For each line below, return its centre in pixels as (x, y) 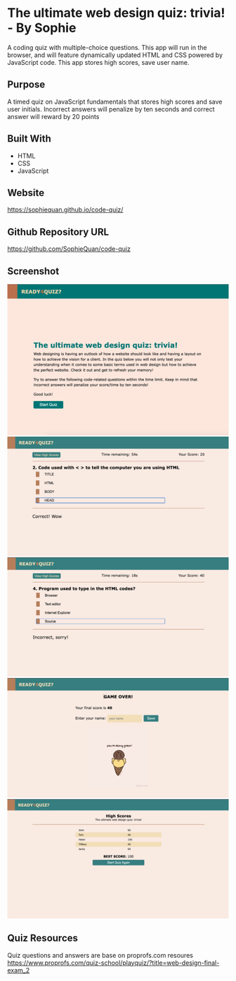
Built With (29, 139)
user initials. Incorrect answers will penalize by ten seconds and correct (111, 109)
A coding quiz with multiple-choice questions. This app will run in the (107, 47)
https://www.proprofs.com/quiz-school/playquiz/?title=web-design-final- (113, 963)
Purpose (26, 85)
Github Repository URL (58, 232)
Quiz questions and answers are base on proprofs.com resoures (100, 955)
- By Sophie (42, 28)
